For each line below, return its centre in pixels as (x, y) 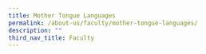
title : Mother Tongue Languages (62, 15)
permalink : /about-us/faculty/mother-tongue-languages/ (103, 23)
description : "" (35, 30)
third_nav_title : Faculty (51, 38)
